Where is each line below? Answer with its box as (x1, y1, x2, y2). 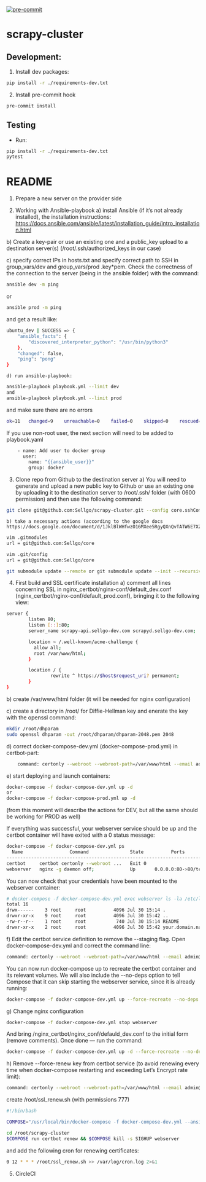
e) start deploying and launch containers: (6, 772, 110, 780)
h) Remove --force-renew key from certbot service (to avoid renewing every (6, 1060, 199, 1067)
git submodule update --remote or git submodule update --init (6, 568, 172, 574)
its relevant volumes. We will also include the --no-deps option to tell (6, 971, 180, 979)
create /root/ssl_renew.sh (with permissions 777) (6, 1096, 130, 1103)
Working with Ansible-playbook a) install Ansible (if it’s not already (15, 206, 183, 214)
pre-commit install (6, 103, 56, 109)
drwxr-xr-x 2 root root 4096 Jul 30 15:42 (6, 924, 161, 930)
